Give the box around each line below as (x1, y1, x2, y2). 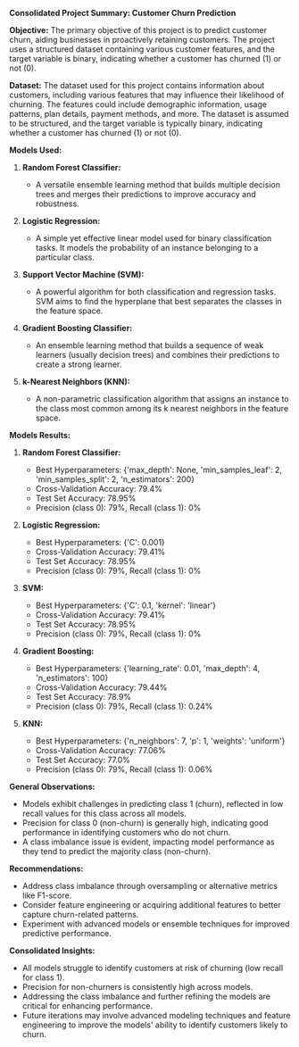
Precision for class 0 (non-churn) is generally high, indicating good (21, 818, 270, 828)
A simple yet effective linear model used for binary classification (35, 233, 272, 244)
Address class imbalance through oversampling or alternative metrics (21, 881, 278, 891)
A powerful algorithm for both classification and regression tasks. (35, 287, 277, 297)
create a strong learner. (35, 359, 122, 370)
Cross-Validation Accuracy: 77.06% (35, 745, 167, 755)
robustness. (35, 198, 80, 209)
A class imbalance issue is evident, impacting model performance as (21, 836, 275, 847)
